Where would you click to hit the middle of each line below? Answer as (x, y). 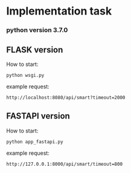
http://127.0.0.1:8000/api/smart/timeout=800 (64, 164)
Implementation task (59, 11)
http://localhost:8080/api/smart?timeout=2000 (66, 97)
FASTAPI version (38, 116)
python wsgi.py (25, 75)
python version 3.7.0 (37, 30)
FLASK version (35, 50)
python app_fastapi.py (35, 142)
